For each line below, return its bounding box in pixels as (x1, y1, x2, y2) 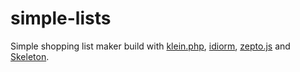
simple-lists (10, 7, 112, 30)
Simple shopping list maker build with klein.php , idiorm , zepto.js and (10, 40, 291, 52)
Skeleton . (10, 50, 50, 62)
